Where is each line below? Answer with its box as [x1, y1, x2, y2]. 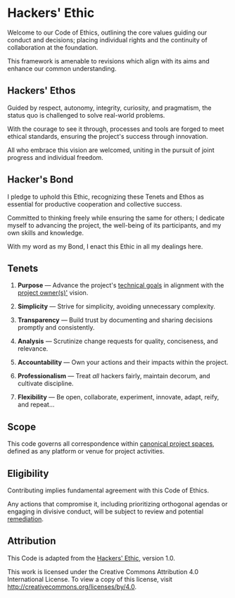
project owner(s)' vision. [17, 289, 89, 297]
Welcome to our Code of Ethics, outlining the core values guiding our [7, 28, 208, 37]
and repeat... [17, 400, 55, 409]
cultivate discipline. [17, 379, 74, 388]
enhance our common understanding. [7, 64, 117, 73]
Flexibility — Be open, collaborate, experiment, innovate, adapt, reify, [17, 393, 220, 401]
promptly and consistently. [17, 323, 95, 332]
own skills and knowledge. [7, 228, 84, 237]
